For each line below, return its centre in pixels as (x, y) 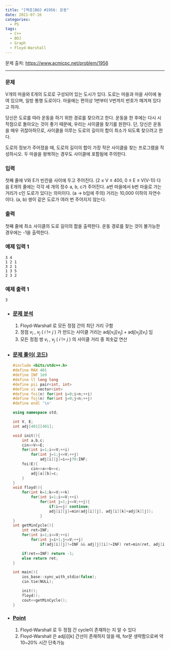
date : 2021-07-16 (24, 15)
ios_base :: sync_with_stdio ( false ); (59, 577)
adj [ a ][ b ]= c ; (45, 474)
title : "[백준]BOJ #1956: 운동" (37, 10)
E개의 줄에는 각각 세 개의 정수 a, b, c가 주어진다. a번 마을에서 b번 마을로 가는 (86, 187)
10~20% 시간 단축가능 (42, 642)
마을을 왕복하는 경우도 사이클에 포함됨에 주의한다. (78, 154)
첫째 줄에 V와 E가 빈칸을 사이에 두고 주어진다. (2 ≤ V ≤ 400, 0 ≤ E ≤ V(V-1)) (80, 181)
